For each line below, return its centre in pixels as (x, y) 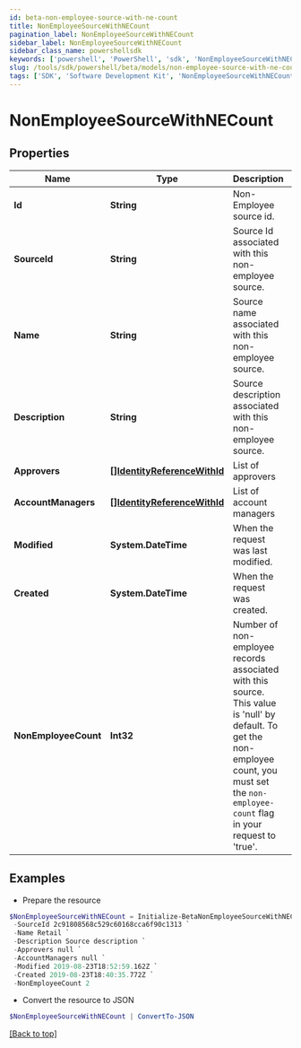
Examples (37, 879)
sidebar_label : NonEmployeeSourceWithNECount (95, 43)
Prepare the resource (61, 900)
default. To (255, 725)
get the (247, 737)
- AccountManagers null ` (59, 958)
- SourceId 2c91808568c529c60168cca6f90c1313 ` (102, 925)
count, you (255, 770)
